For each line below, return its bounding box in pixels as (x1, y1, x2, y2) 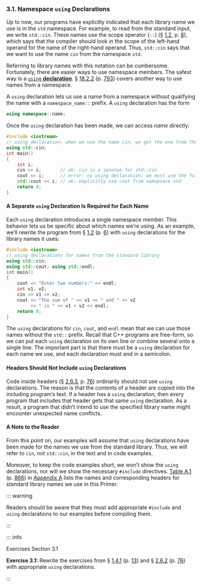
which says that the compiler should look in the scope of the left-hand (6, 38, 180, 45)
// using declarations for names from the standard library (6, 252, 161, 258)
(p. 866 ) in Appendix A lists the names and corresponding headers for (6, 474, 180, 481)
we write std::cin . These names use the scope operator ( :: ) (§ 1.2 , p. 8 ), (6, 31, 188, 39)
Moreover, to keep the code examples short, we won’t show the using (6, 461, 179, 468)
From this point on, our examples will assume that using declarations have (6, 436, 189, 444)
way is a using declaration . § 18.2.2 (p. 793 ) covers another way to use (6, 75, 182, 82)
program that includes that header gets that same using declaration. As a (6, 397, 187, 404)
